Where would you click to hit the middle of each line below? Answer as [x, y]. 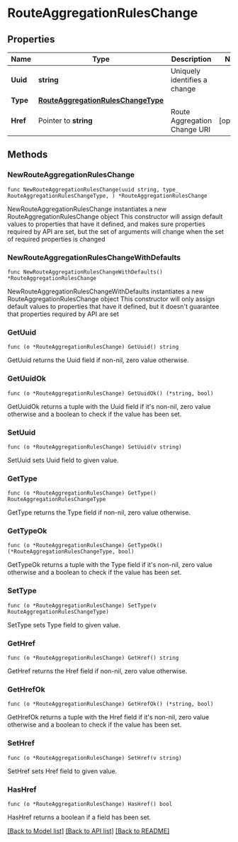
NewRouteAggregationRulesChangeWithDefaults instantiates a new [106, 291]
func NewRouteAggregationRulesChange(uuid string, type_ [93, 189]
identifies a [189, 80]
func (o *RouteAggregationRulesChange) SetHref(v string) [95, 758]
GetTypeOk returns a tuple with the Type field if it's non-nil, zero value [110, 565]
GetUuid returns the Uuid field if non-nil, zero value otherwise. [98, 360]
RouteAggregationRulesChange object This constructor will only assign [111, 298]
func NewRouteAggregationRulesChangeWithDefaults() [85, 272]
